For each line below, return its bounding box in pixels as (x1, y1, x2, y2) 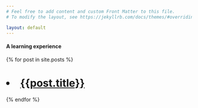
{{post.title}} (20, 76, 85, 90)
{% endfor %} (6, 96, 40, 103)
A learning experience (6, 42, 62, 50)
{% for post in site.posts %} (6, 56, 74, 63)
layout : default (6, 25, 46, 31)
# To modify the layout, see (6, 14, 78, 20)
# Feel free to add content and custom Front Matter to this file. (6, 8, 176, 15)
